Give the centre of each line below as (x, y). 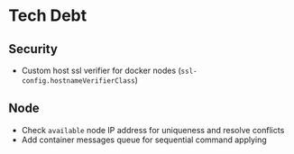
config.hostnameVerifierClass (78, 81)
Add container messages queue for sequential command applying (144, 140)
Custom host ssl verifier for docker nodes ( (101, 70)
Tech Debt (48, 16)
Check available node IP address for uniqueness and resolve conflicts (153, 130)
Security (33, 49)
